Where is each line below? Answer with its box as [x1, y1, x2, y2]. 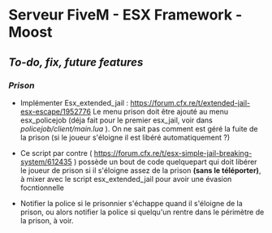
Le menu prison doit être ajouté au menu [93, 106, 229, 116]
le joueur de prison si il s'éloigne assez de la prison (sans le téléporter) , [19, 165, 261, 175]
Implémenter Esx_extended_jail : [19, 97, 128, 107]
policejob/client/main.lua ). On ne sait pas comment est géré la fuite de [19, 123, 258, 133]
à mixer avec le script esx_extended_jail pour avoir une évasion [19, 174, 232, 183]
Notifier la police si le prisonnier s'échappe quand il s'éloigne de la [19, 198, 244, 208]
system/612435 [19, 157, 73, 166]
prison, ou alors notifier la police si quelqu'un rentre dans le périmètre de [19, 207, 265, 217]
